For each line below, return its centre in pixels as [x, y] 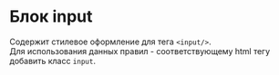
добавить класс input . [52, 61]
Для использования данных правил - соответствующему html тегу [140, 51]
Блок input [51, 17]
